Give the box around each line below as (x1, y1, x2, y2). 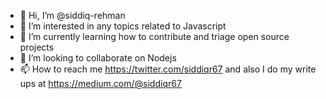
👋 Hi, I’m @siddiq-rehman (19, 10, 126, 21)
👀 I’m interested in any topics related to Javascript (19, 20, 227, 32)
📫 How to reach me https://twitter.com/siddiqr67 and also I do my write (19, 63, 317, 75)
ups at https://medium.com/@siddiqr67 (19, 78, 182, 89)
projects (19, 41, 55, 53)
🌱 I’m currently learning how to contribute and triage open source (19, 31, 290, 42)
